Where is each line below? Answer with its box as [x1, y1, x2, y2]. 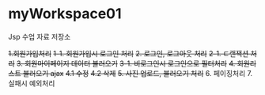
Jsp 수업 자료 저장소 [8, 32, 71, 41]
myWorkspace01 [8, 5, 122, 23]
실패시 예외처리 [8, 78, 55, 88]
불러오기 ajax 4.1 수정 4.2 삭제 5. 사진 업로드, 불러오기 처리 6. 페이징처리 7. [22, 68, 253, 78]
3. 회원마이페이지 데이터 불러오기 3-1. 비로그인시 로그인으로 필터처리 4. [16, 59, 236, 68]
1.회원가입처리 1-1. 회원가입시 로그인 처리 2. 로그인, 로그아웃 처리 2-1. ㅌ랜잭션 [8, 48, 249, 58]
